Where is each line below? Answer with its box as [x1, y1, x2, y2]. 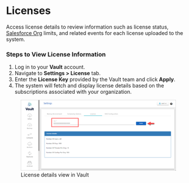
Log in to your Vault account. [14, 64, 85, 71]
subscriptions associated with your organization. [14, 89, 132, 96]
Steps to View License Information [6, 50, 106, 58]
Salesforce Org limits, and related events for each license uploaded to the [6, 29, 183, 36]
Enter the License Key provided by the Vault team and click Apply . [14, 76, 176, 83]
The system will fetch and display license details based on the [14, 82, 164, 89]
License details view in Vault [20, 171, 90, 178]
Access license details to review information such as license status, [6, 23, 169, 30]
